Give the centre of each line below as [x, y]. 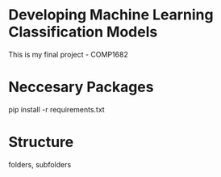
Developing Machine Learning [111, 15]
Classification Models [83, 32]
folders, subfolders [40, 164]
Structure [41, 142]
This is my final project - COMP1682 [69, 54]
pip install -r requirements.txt [56, 109]
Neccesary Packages [81, 87]
